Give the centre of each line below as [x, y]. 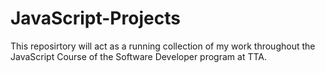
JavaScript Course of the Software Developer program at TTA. [138, 56]
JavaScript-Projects [95, 18]
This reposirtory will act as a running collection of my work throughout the [163, 46]
